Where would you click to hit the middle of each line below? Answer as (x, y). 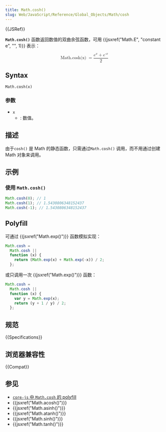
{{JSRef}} (15, 29)
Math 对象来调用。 (24, 155)
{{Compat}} (17, 366)
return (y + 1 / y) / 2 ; (40, 303)
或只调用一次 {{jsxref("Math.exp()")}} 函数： (51, 275)
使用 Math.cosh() (26, 188)
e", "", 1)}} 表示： (23, 45)
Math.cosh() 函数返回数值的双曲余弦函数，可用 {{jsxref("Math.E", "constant (83, 39)
